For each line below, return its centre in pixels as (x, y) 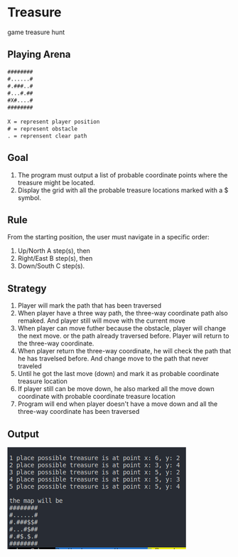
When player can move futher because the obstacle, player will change (121, 328)
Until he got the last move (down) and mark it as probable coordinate (118, 374)
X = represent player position (54, 122)
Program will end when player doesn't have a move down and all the (118, 404)
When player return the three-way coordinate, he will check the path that (124, 351)
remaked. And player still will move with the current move (102, 321)
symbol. (29, 197)
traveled (30, 366)
